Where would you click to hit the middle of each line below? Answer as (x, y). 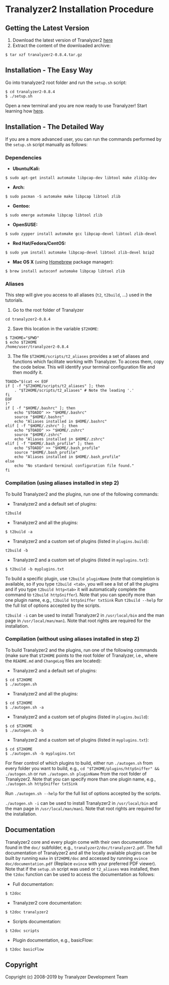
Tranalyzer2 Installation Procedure (79, 9)
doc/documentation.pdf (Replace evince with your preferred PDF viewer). (81, 864)
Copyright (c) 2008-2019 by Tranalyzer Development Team (67, 977)
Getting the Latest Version (47, 28)
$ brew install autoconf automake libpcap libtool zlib (65, 271)
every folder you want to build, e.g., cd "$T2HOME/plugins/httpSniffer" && (82, 768)
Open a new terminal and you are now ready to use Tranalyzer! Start (76, 105)
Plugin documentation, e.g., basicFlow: (53, 940)
